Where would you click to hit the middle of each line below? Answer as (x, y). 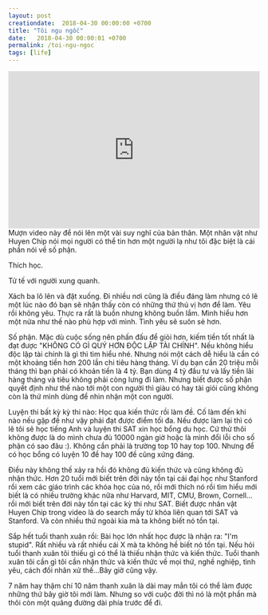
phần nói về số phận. (43, 250)
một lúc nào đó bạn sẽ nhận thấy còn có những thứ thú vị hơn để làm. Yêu (130, 305)
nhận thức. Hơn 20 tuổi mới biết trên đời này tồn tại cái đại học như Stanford (133, 478)
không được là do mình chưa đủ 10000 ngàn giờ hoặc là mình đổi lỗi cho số (132, 437)
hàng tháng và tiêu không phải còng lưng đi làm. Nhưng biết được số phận (130, 379)
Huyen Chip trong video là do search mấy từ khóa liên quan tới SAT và (123, 512)
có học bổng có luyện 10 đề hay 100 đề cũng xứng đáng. (102, 454)
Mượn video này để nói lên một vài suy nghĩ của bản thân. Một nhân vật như (133, 233)
